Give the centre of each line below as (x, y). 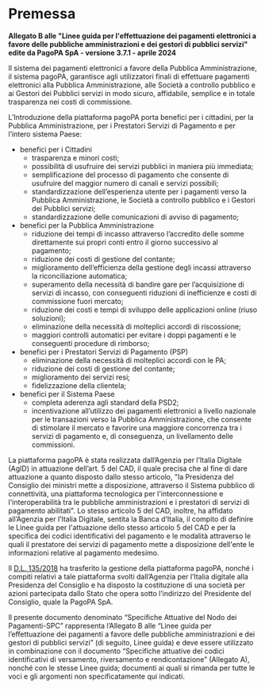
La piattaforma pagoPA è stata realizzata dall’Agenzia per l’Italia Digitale (125, 460)
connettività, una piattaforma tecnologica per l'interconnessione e (116, 494)
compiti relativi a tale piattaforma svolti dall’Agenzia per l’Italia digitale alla (128, 576)
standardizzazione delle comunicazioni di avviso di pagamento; (135, 217)
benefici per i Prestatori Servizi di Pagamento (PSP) (104, 352)
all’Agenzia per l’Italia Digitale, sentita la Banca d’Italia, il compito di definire (131, 519)
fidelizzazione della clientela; (79, 385)
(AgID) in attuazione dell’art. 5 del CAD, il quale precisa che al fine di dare (128, 468)
